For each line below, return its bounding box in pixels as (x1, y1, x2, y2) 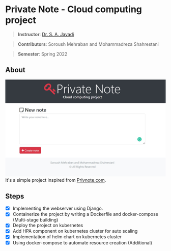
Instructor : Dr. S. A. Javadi (17, 31, 74, 37)
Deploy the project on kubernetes (12, 222, 83, 229)
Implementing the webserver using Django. (12, 205, 103, 212)
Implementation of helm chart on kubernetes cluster (12, 234, 122, 240)
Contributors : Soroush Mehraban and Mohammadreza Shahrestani (17, 41, 159, 47)
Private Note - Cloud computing (5, 4, 142, 15)
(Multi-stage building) (12, 217, 59, 223)
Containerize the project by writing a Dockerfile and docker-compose (12, 211, 159, 217)
